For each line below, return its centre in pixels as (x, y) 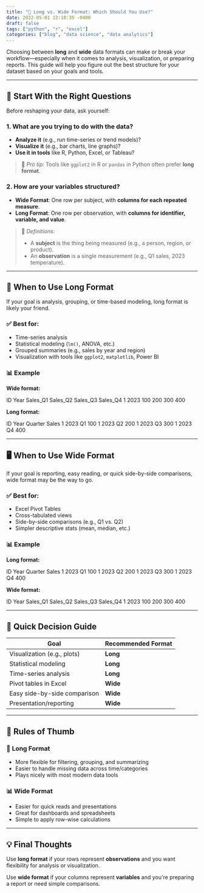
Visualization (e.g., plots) (45, 654)
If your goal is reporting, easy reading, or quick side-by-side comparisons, (99, 473)
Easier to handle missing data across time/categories (81, 768)
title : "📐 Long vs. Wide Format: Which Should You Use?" (80, 12)
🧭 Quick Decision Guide (52, 626)
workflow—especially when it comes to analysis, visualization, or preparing (100, 58)
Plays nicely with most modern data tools (66, 775)
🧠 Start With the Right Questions (69, 96)
